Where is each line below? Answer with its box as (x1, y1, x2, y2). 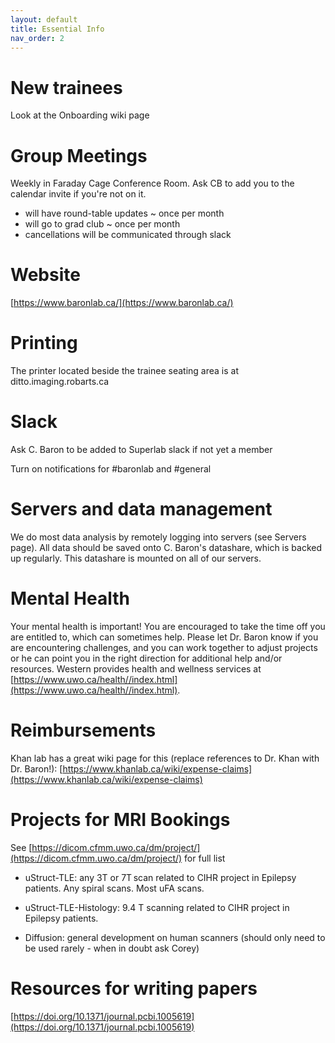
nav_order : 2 (10, 33, 65, 43)
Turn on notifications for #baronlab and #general (10, 463, 212, 475)
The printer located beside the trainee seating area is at (10, 365, 240, 377)
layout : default (10, 14, 78, 25)
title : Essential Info (10, 24, 105, 34)
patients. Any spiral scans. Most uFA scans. (24, 882, 205, 894)
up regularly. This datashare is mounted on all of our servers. (10, 552, 262, 564)
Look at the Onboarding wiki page (10, 109, 150, 121)
